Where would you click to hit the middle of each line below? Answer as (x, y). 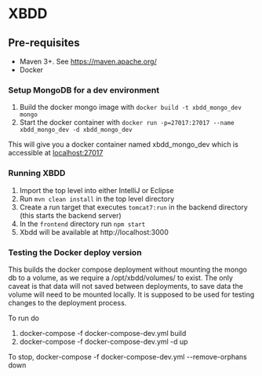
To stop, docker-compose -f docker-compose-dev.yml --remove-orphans (127, 356)
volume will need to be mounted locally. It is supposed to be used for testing (131, 294)
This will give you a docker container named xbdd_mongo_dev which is (124, 144)
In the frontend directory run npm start (82, 224)
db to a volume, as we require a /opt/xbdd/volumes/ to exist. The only (121, 277)
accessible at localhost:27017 (56, 153)
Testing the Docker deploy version (75, 252)
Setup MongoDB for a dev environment (84, 89)
